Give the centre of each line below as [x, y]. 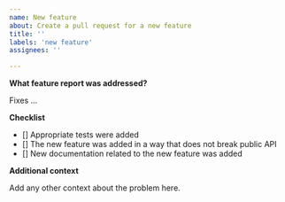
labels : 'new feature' [51, 42]
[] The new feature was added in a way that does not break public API [149, 144]
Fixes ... [23, 101]
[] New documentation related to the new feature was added [132, 154]
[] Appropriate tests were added [80, 135]
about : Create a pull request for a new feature [100, 26]
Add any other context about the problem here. [95, 188]
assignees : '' [35, 50]
